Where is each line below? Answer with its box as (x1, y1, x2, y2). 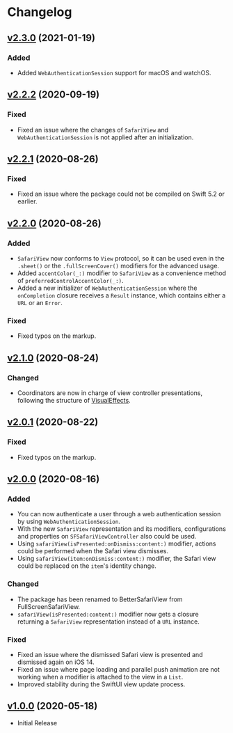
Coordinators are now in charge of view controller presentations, (17, 388, 203, 397)
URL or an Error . (17, 298, 63, 307)
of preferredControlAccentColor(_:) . (17, 276, 124, 284)
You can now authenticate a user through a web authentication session (17, 510, 221, 518)
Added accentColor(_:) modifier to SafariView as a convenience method (17, 269, 227, 277)
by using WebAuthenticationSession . (17, 517, 120, 526)
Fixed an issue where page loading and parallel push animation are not (17, 665, 220, 673)
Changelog (7, 4, 72, 20)
